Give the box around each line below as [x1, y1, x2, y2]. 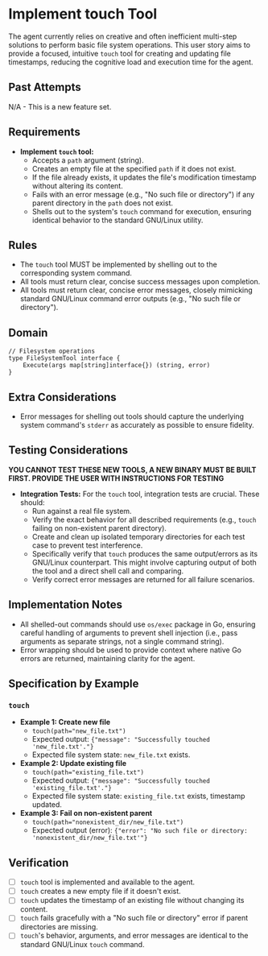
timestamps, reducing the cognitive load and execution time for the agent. [8, 57, 254, 67]
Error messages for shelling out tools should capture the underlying [19, 412, 244, 421]
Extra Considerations [8, 390, 117, 404]
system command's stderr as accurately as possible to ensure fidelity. [19, 420, 255, 429]
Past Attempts [8, 81, 82, 94]
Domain [8, 325, 48, 339]
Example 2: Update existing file [19, 759, 127, 768]
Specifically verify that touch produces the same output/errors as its [31, 548, 258, 558]
